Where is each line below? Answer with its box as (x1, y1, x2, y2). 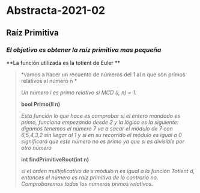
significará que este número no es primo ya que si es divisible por (20, 138, 185, 145)
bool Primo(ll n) (20, 100, 61, 108)
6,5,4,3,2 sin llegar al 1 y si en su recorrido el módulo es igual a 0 (20, 131, 182, 138)
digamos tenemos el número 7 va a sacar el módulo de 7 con (20, 124, 173, 132)
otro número (20, 144, 52, 151)
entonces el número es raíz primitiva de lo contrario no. (20, 174, 159, 181)
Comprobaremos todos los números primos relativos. (20, 180, 153, 187)
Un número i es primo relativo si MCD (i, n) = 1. (20, 88, 137, 96)
